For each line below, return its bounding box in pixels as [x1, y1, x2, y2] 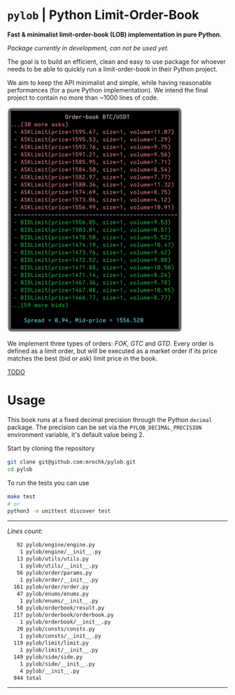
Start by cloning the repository [7, 444, 95, 452]
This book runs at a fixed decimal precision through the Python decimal [7, 415, 212, 424]
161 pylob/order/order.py [13, 583, 90, 591]
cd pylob [7, 466, 33, 473]
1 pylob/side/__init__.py [20, 661, 96, 668]
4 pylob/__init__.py [20, 668, 80, 675]
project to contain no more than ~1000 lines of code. [7, 93, 159, 102]
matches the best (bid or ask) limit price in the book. [7, 354, 158, 363]
